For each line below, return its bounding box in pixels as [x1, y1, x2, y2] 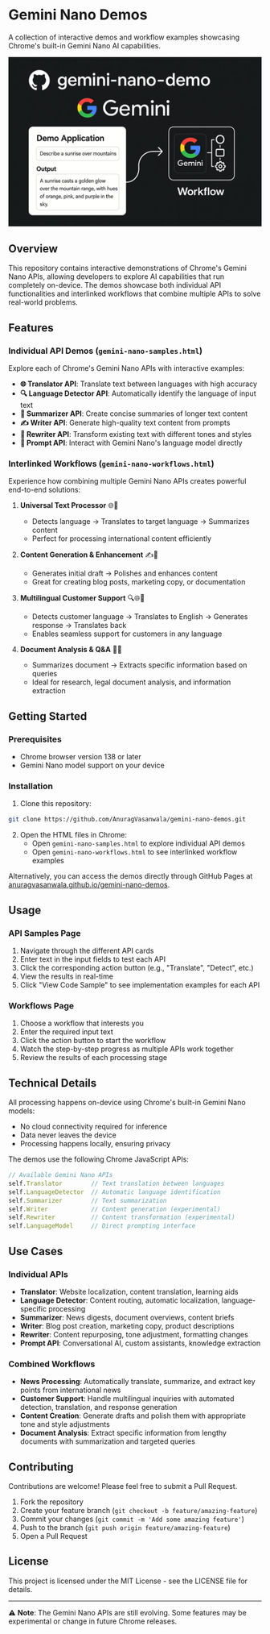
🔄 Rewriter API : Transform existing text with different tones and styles [19, 430, 252, 439]
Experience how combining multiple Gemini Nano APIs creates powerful [8, 476, 247, 486]
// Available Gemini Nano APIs [8, 1171, 113, 1179]
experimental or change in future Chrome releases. [8, 1616, 178, 1626]
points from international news [19, 1385, 121, 1395]
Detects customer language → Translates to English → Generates [31, 612, 248, 622]
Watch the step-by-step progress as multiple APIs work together [19, 1044, 235, 1054]
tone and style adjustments [19, 1420, 110, 1429]
